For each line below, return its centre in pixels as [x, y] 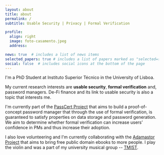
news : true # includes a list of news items [52, 54]
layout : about [20, 10]
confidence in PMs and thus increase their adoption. [58, 128]
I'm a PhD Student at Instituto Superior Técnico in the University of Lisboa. [80, 77]
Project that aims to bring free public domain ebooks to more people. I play [80, 142]
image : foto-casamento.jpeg [38, 41]
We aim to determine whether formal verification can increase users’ [74, 122]
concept [13, 112]
